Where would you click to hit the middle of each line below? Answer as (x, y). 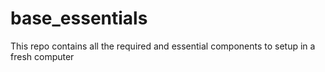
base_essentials (79, 18)
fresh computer (42, 56)
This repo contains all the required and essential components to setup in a (163, 46)
